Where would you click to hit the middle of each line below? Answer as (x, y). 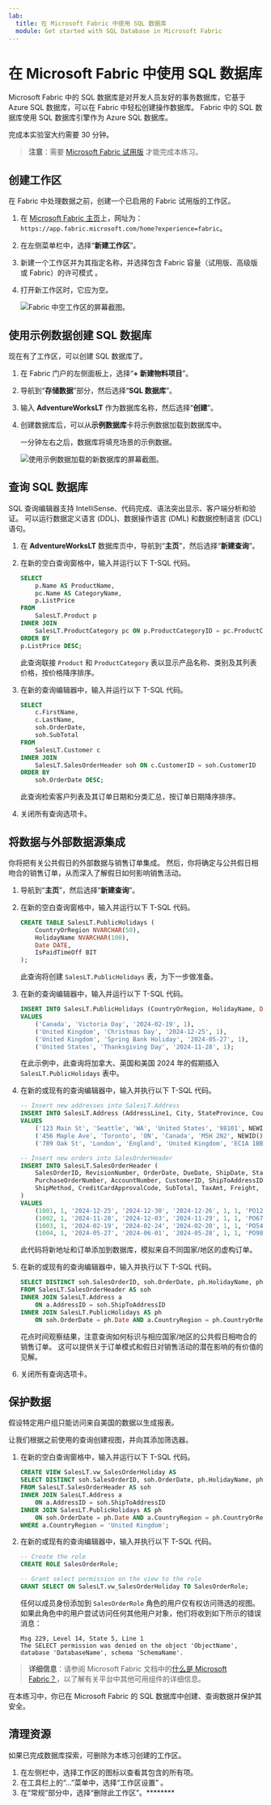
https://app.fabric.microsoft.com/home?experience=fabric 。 (123, 228)
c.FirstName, (57, 713)
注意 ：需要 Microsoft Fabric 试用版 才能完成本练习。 (115, 152)
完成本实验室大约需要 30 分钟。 (61, 135)
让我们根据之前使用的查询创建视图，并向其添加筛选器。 (100, 1440)
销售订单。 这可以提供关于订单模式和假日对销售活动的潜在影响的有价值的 (142, 1346)
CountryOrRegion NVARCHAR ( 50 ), (88, 930)
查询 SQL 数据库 (48, 487)
